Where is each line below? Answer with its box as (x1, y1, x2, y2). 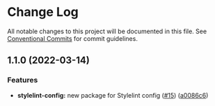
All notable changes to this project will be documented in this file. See (7, 27, 207, 35)
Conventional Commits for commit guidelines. (7, 34, 138, 42)
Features (7, 76, 38, 85)
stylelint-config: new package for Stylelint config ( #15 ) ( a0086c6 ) (17, 91, 209, 99)
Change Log (7, 4, 79, 20)
